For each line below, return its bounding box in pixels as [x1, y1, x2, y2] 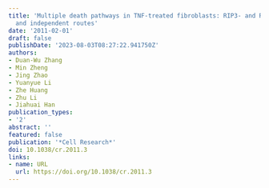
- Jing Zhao [8, 71, 48, 79]
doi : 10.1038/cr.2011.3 [8, 146, 88, 154]
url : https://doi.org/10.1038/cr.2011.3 [15, 168, 152, 176]
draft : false [8, 34, 52, 42]
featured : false [8, 130, 62, 138]
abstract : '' [8, 123, 52, 131]
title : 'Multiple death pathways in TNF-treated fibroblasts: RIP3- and [8, 11, 256, 20]
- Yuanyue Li [8, 78, 52, 86]
